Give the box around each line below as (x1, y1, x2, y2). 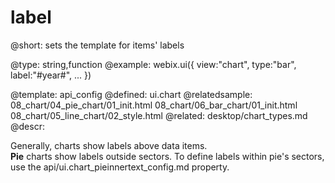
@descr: (10, 120, 45, 132)
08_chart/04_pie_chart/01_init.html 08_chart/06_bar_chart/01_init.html (10, 99, 298, 111)
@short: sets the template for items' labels (10, 39, 185, 51)
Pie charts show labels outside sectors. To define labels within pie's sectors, (10, 150, 325, 162)
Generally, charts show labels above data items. (10, 139, 208, 151)
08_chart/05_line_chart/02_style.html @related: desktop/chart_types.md (10, 109, 308, 121)
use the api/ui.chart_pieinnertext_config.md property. (10, 161, 230, 173)
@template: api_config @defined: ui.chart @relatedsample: (10, 88, 253, 100)
